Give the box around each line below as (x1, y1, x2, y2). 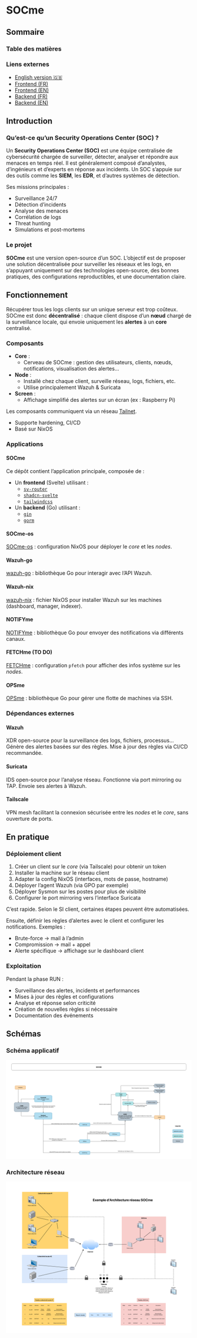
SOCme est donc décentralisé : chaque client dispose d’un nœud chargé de (6, 312, 192, 319)
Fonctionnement (6, 290, 68, 300)
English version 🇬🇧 (14, 74, 63, 81)
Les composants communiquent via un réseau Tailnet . (6, 407, 137, 415)
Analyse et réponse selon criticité (14, 999, 96, 1006)
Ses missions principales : (6, 184, 69, 191)
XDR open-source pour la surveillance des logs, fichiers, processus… (6, 737, 175, 744)
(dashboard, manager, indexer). (6, 603, 82, 610)
